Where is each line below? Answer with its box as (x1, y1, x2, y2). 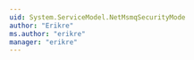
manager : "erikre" (9, 37, 78, 47)
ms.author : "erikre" (9, 29, 87, 38)
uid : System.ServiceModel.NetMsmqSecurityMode (9, 12, 186, 22)
